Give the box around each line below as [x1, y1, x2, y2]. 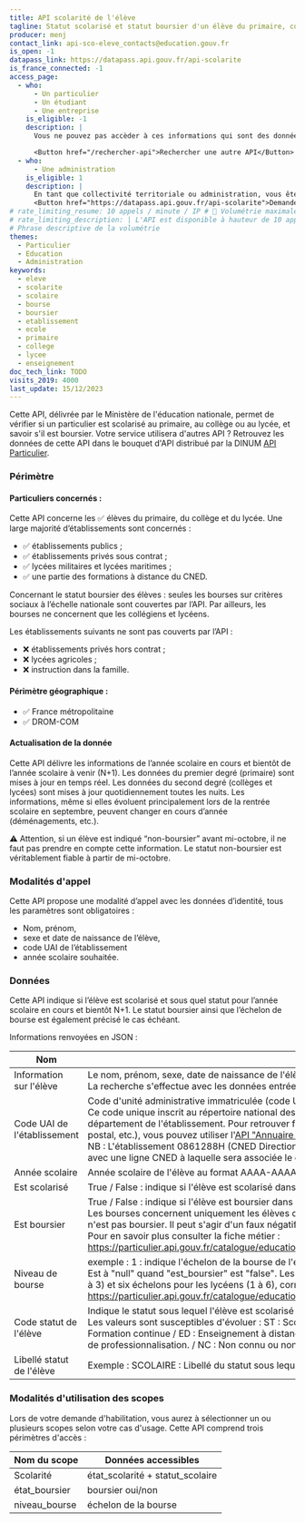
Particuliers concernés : [9, 492, 103, 504]
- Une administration [33, 164, 116, 173]
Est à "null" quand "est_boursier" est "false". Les [87, 1267, 295, 1280]
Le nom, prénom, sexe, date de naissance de [87, 1068, 279, 1081]
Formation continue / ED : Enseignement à [87, 1327, 267, 1340]
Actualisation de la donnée [9, 737, 113, 749]
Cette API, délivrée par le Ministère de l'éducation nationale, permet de [9, 409, 275, 420]
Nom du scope [14, 1453, 79, 1466]
